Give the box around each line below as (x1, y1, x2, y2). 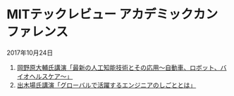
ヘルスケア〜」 (29, 71, 73, 81)
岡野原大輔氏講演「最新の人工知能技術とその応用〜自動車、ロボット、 (16, 63, 221, 71)
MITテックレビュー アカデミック (6, 6, 194, 22)
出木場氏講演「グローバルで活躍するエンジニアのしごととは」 (16, 81, 197, 89)
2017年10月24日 (6, 48, 54, 57)
